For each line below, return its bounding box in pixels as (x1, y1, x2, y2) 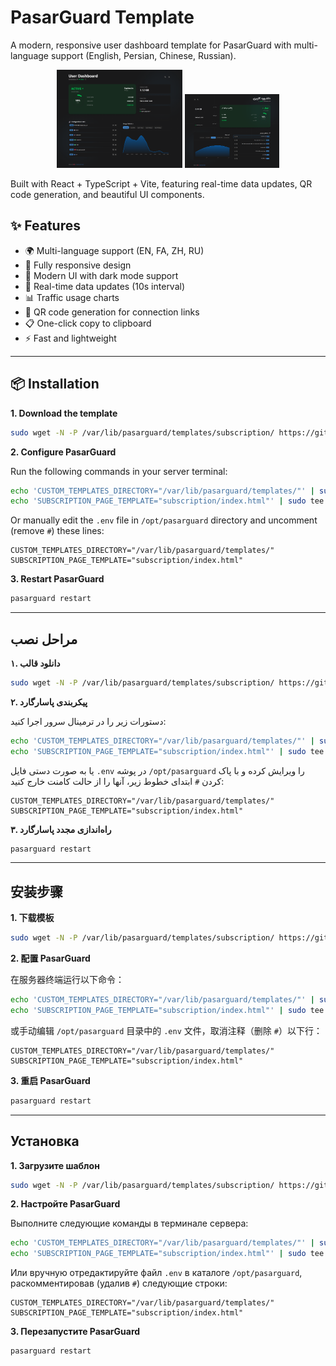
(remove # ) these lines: (10, 525, 105, 537)
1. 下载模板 (10, 912, 55, 924)
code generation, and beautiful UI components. (10, 189, 205, 201)
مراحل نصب (10, 631, 78, 648)
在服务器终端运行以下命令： (10, 974, 125, 986)
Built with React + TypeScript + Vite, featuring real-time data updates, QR (10, 178, 313, 190)
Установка (10, 1133, 80, 1150)
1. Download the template (10, 407, 118, 419)
